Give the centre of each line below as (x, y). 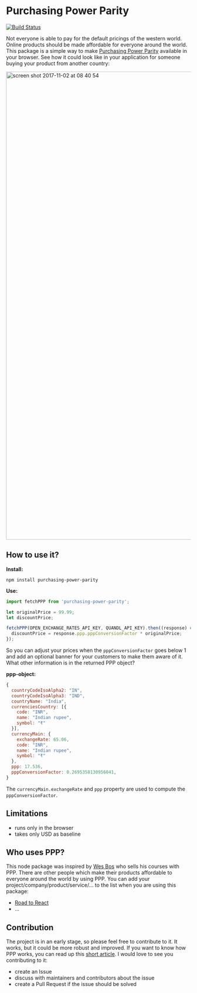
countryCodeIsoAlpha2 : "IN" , (47, 690)
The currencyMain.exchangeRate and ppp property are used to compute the (96, 789)
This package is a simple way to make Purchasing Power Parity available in (97, 50)
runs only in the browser (44, 827)
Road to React (31, 903)
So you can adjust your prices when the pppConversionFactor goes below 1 (96, 650)
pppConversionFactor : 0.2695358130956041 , (64, 772)
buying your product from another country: (58, 63)
